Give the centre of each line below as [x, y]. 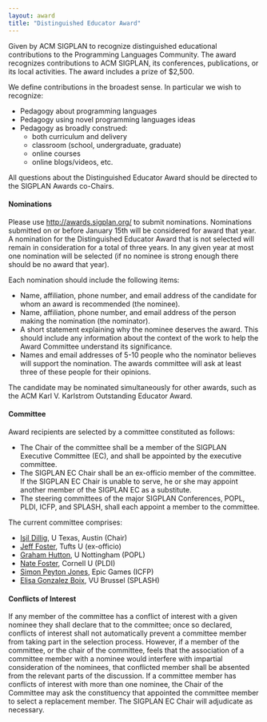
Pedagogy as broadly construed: [74, 128]
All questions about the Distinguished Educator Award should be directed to [133, 178]
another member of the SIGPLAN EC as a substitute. [106, 489]
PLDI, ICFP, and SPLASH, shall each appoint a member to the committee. [139, 507]
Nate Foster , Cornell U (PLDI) [68, 563]
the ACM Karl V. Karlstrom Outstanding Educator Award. [101, 396]
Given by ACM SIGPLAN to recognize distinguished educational [113, 46]
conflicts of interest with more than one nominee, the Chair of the [116, 684]
